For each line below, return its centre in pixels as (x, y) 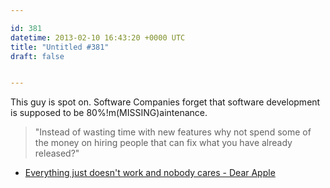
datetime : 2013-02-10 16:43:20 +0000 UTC (98, 37)
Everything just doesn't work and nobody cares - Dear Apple (150, 173)
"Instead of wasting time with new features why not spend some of (173, 132)
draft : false (37, 56)
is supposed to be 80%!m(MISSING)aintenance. (109, 113)
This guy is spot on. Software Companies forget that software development (165, 102)
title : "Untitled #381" (60, 47)
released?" (57, 153)
